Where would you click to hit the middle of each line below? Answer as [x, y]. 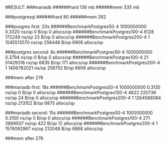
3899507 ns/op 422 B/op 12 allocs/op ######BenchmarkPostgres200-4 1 [82, 123]
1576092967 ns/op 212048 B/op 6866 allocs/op [54, 129]
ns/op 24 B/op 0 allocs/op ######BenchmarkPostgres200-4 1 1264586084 [83, 98]
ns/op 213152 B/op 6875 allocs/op [40, 103]
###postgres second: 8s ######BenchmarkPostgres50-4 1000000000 [79, 52]
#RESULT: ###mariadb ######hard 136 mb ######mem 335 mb [72, 7]
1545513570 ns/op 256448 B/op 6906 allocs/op [54, 42]
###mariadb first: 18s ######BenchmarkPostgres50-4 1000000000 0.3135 [83, 87]
